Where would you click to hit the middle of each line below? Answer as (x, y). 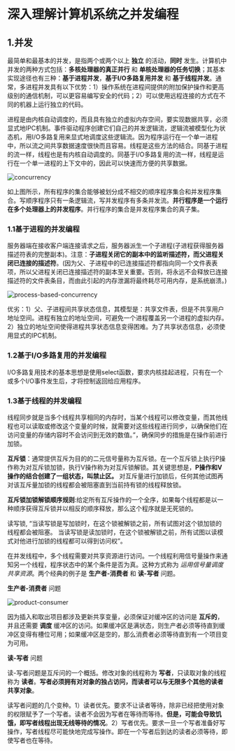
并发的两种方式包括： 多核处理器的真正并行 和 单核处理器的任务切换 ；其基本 (116, 69)
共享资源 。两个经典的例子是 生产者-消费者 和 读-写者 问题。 (93, 573)
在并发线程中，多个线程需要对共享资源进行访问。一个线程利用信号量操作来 (114, 555)
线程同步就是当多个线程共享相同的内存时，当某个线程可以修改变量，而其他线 (117, 417)
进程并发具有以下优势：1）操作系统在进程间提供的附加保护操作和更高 (125, 87)
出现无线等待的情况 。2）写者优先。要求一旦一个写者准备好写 (138, 722)
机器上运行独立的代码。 (53, 104)
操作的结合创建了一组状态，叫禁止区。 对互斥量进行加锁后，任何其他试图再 (115, 476)
